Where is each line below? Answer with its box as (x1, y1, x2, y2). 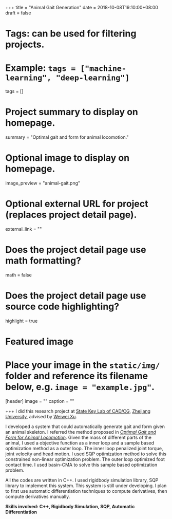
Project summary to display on (5, 106, 139, 118)
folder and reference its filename (5, 370, 148, 382)
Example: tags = (5, 62, 76, 74)
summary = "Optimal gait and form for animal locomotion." (5, 134, 129, 140)
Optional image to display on (5, 152, 130, 164)
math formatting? (5, 255, 81, 267)
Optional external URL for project (5, 198, 148, 210)
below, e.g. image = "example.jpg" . (5, 381, 155, 393)
